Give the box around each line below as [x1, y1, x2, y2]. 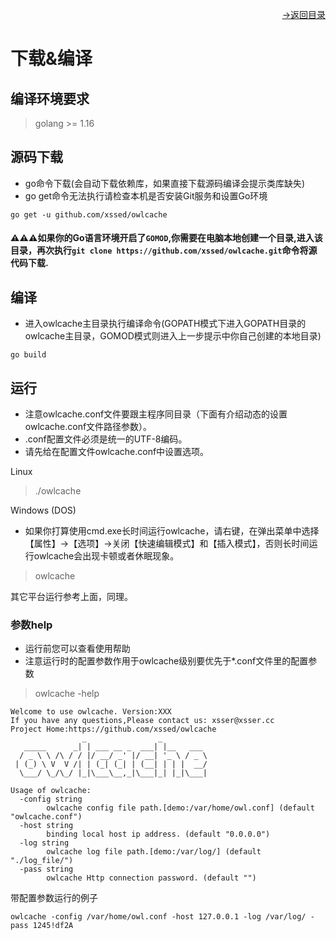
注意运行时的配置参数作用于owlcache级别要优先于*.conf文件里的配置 [24, 655, 309, 667]
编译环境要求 [10, 90, 90, 107]
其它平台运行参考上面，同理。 [10, 591, 133, 603]
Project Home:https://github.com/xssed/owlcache [10, 724, 217, 735]
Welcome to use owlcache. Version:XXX [10, 707, 172, 717]
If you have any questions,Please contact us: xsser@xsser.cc [10, 716, 275, 726]
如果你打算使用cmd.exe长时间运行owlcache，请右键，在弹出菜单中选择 [24, 525, 320, 537]
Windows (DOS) [10, 504, 77, 517]
